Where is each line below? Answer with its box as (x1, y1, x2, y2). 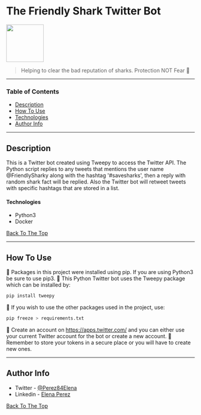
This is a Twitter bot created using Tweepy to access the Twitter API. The (6, 159, 187, 166)
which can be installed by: (6, 281, 71, 288)
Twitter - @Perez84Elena (14, 384, 77, 391)
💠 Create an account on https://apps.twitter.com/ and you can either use (6, 326, 185, 333)
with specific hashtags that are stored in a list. (6, 185, 120, 192)
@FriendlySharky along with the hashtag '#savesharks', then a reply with (6, 172, 186, 179)
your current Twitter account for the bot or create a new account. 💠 (6, 332, 172, 339)
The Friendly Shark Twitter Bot (6, 4, 162, 18)
